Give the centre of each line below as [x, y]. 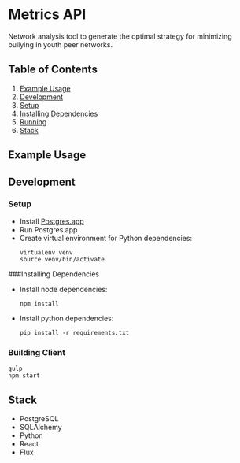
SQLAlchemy [41, 427]
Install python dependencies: [66, 318]
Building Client [37, 352]
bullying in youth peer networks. [60, 44]
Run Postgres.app [48, 229]
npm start [24, 376]
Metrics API [47, 15]
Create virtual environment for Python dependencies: [106, 238]
